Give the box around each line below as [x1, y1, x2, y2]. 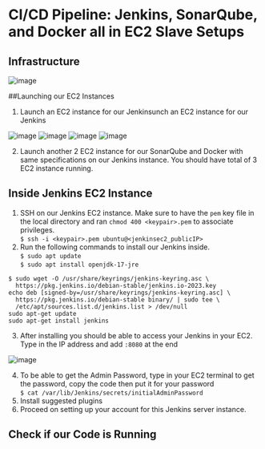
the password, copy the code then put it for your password [19, 378, 215, 388]
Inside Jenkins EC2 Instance [8, 187, 153, 200]
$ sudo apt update [19, 252, 82, 260]
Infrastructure [8, 55, 80, 68]
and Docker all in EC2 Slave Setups [8, 22, 245, 41]
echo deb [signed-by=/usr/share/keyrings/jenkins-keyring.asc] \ [8, 289, 231, 297]
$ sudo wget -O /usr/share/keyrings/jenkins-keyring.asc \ [8, 274, 210, 282]
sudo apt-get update [8, 309, 78, 318]
